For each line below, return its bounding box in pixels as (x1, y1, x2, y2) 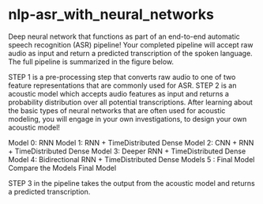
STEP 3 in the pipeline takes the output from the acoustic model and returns (8, 178, 255, 187)
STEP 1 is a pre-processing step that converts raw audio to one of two (8, 72, 236, 81)
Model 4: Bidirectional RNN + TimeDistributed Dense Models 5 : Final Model (8, 154, 255, 164)
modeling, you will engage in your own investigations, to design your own (8, 114, 247, 123)
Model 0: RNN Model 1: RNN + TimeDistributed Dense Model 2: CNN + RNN (8, 138, 254, 147)
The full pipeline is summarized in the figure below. (8, 57, 175, 66)
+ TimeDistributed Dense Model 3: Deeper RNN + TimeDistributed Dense (8, 146, 246, 156)
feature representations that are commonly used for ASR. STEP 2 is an (8, 81, 237, 90)
